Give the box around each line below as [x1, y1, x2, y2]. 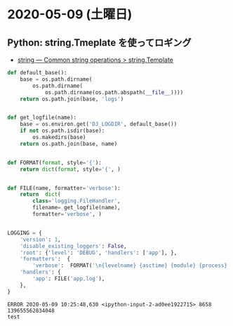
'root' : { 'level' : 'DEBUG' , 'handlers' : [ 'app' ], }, [20, 249, 178, 256]
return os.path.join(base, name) [20, 140, 118, 148]
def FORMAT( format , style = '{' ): [7, 159, 102, 166]
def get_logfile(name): [7, 114, 77, 122]
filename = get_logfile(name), [32, 204, 121, 211]
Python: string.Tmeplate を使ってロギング [7, 37, 192, 48]
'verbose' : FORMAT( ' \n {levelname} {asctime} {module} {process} [32, 262, 228, 269]
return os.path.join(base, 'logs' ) [20, 96, 124, 103]
